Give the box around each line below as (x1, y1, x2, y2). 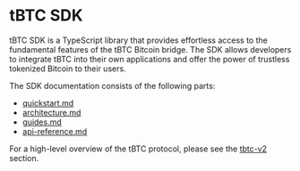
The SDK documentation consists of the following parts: (9, 80, 216, 91)
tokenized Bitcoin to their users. (9, 63, 127, 74)
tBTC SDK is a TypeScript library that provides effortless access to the (9, 35, 269, 45)
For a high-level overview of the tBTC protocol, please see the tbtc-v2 (9, 143, 267, 154)
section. (9, 152, 39, 163)
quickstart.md (21, 97, 74, 108)
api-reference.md (21, 126, 88, 136)
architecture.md (21, 107, 81, 118)
